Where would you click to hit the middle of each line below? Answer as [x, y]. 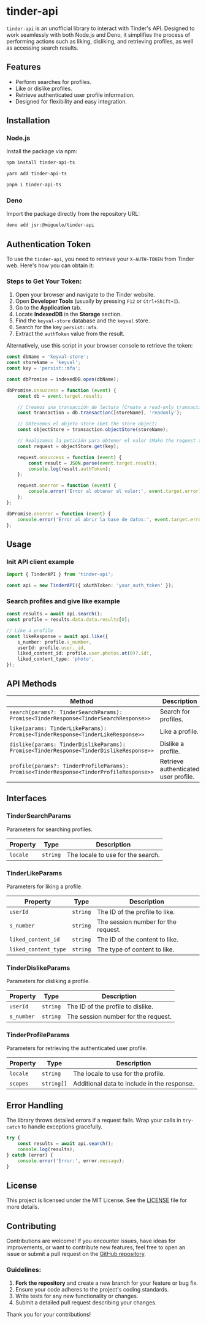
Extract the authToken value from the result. [70, 334]
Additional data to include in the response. [134, 1084]
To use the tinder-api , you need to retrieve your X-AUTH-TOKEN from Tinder [100, 259]
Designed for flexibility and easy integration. [71, 101]
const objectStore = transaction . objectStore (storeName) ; [93, 430]
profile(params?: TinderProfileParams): [69, 766]
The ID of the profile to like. [136, 911]
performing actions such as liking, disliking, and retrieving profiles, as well [100, 41]
